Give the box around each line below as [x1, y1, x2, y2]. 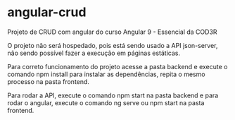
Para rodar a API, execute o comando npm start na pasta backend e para [7, 91, 219, 100]
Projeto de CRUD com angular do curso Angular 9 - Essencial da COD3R [7, 28, 217, 36]
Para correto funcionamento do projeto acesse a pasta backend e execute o [7, 62, 228, 71]
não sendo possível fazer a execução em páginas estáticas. [7, 49, 181, 57]
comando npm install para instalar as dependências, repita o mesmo [7, 70, 205, 78]
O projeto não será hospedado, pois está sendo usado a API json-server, [7, 41, 218, 49]
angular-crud [7, 4, 87, 20]
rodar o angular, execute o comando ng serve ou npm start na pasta [7, 98, 205, 107]
